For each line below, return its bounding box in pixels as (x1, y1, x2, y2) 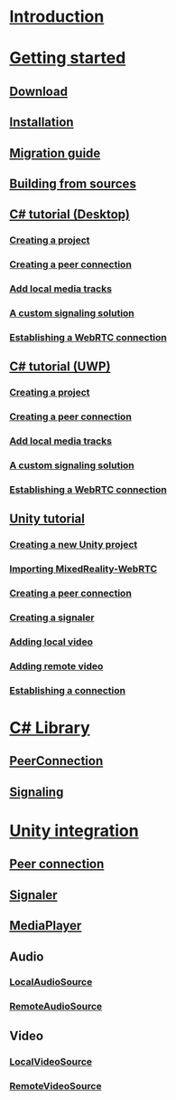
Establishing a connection (9, 684, 126, 696)
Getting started (9, 48, 126, 69)
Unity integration (9, 820, 139, 841)
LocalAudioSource (9, 976, 93, 989)
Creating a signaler (9, 611, 95, 624)
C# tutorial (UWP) (9, 359, 111, 375)
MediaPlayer (9, 918, 82, 933)
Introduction (9, 6, 105, 27)
